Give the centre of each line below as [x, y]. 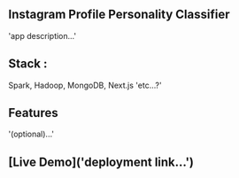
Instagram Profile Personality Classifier [119, 15]
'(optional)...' [31, 134]
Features [33, 113]
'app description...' [42, 35]
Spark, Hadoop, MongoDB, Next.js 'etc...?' [85, 85]
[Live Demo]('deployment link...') [101, 162]
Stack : [28, 64]
